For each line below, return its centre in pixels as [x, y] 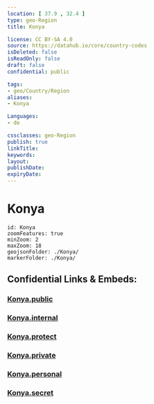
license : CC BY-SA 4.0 [40, 39]
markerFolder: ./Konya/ [42, 258]
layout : [18, 161]
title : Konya [26, 27]
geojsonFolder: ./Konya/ [43, 252]
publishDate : [26, 168]
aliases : [20, 97]
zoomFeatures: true [35, 233]
